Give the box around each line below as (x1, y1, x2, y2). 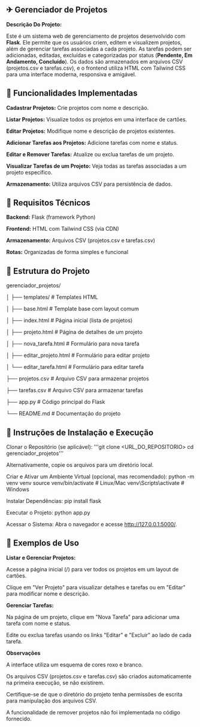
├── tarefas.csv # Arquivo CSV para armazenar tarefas (6, 387, 144, 394)
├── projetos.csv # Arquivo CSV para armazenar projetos (6, 375, 150, 382)
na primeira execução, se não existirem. (6, 679, 105, 686)
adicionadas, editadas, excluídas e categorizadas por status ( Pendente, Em (6, 51, 193, 59)
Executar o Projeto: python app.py (6, 509, 91, 516)
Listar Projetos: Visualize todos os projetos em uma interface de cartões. (6, 115, 187, 123)
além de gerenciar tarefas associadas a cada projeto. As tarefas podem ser (6, 45, 192, 52)
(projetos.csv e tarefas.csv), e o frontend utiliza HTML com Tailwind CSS (6, 64, 186, 71)
